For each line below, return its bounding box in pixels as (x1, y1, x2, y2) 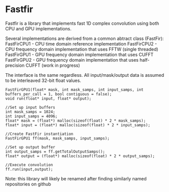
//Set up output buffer (5, 145, 56, 150)
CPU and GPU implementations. (5, 25, 72, 31)
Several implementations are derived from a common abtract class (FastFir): (5, 35, 164, 41)
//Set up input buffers (5, 105, 56, 110)
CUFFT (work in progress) (25, 62, 80, 68)
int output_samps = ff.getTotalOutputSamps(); (5, 149, 105, 154)
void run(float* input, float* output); (5, 96, 92, 101)
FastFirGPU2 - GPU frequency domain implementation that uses (5, 57, 139, 63)
